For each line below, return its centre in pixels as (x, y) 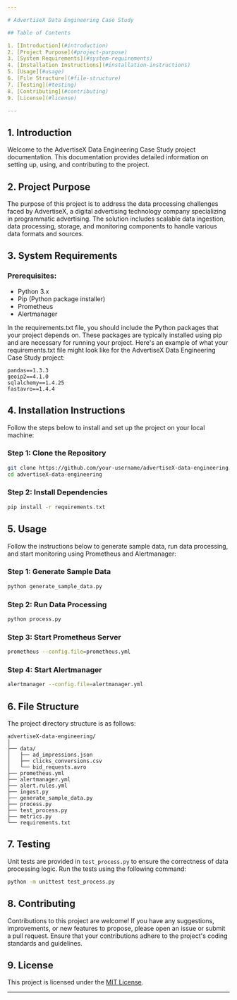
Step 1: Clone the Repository (57, 453)
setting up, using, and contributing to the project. (78, 165)
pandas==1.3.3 (28, 370)
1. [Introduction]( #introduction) (58, 45)
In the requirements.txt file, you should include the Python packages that (113, 327)
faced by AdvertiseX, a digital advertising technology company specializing (117, 211)
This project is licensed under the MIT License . (75, 982)
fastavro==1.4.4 (31, 389)
